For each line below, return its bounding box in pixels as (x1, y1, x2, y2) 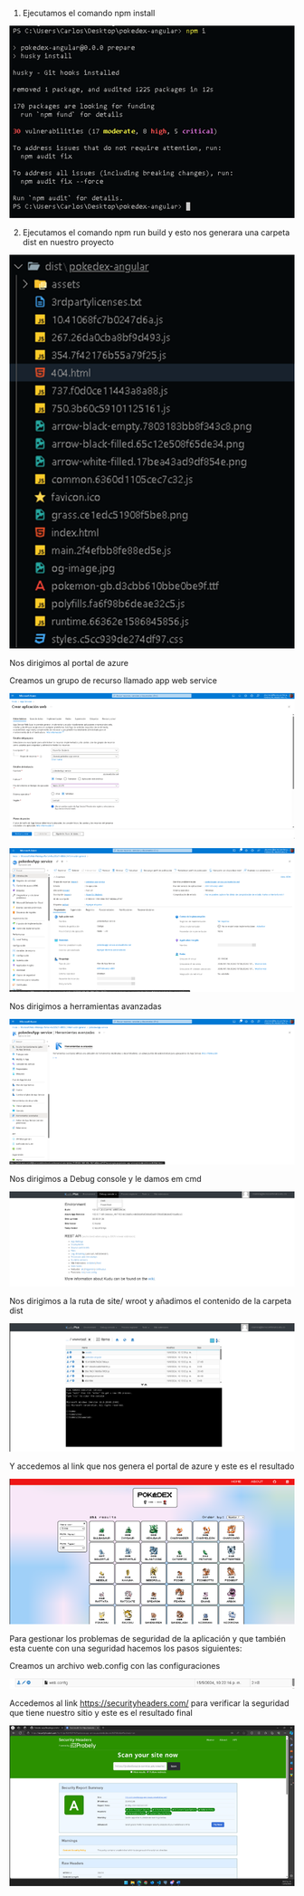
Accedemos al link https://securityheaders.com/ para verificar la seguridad (9, 1698, 290, 1709)
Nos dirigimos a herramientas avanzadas (9, 1000, 162, 1012)
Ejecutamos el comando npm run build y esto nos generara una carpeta (22, 227, 290, 238)
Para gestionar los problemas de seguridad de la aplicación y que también (9, 1633, 287, 1644)
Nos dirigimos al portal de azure (9, 657, 129, 668)
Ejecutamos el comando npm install (22, 8, 156, 18)
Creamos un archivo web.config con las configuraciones (9, 1660, 221, 1671)
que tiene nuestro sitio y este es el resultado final (9, 1708, 193, 1719)
